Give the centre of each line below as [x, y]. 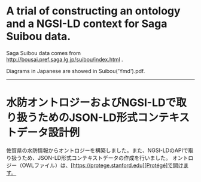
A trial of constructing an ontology [93, 11]
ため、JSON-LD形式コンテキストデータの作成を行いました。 [97, 157]
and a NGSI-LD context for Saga [87, 24]
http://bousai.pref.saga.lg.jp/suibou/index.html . [65, 59]
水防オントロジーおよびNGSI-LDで [91, 103]
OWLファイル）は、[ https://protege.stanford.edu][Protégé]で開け [103, 165]
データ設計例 [48, 133]
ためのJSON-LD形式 [88, 118]
